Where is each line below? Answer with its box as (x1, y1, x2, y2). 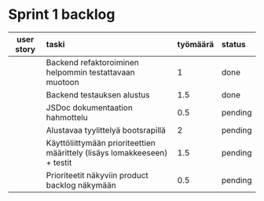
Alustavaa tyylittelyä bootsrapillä (46, 124, 167, 135)
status (221, 38, 246, 49)
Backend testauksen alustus (46, 89, 151, 100)
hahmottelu (46, 111, 88, 122)
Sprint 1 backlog (8, 5, 115, 24)
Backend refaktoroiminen (46, 57, 139, 68)
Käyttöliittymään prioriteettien (46, 137, 156, 148)
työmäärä (177, 38, 214, 49)
